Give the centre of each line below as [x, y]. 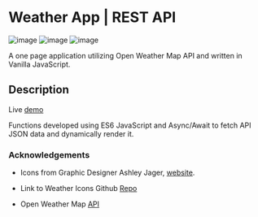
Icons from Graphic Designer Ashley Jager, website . [107, 173]
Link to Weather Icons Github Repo [79, 189]
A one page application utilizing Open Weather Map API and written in [125, 55]
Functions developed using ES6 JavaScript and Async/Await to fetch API [130, 125]
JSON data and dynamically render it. [71, 133]
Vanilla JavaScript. [39, 64]
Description [39, 90]
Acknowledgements [49, 154]
